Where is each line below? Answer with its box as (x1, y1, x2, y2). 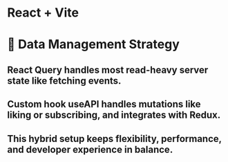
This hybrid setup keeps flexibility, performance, (7, 133, 222, 145)
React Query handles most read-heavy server (7, 64, 209, 75)
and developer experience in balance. (7, 143, 173, 155)
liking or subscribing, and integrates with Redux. (7, 109, 221, 121)
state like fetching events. (7, 75, 122, 87)
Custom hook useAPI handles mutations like (7, 98, 202, 110)
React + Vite (7, 5, 79, 21)
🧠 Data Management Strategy (7, 37, 180, 53)
